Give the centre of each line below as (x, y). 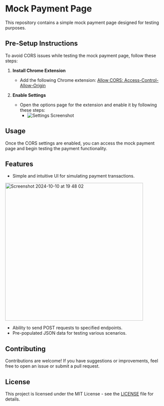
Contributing (25, 349)
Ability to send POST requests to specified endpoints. (67, 328)
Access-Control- (142, 80)
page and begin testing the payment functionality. (56, 148)
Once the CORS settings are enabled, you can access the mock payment (80, 143)
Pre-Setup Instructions (42, 44)
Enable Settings (29, 95)
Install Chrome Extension (39, 70)
